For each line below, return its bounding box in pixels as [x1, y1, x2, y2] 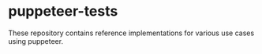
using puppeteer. [8, 36, 64, 45]
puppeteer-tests [8, 2, 118, 20]
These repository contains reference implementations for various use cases [8, 28, 255, 38]
